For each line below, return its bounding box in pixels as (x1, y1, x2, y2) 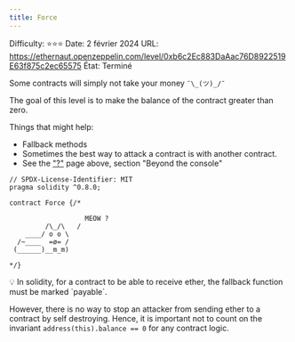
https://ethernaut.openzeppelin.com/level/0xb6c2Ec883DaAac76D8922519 (9, 51, 286, 61)
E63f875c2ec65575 (9, 60, 82, 71)
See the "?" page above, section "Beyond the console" (21, 158, 223, 168)
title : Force (9, 12, 58, 22)
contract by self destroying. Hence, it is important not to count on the (9, 313, 263, 323)
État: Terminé (83, 60, 132, 71)
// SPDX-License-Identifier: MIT (9, 175, 133, 183)
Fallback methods (21, 139, 88, 150)
